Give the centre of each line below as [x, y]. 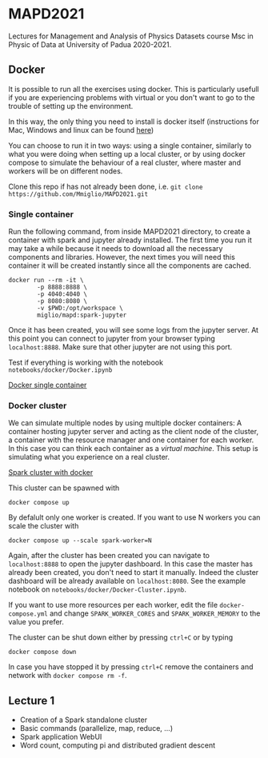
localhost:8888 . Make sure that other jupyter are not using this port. [120, 347]
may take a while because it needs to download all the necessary [116, 249]
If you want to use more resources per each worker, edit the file [113, 605]
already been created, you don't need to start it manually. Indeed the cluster [134, 572]
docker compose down [43, 652]
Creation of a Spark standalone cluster [84, 720]
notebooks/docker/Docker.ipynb [60, 370]
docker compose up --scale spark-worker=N [80, 541]
